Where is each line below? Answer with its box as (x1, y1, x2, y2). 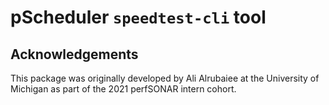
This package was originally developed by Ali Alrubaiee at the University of (10, 72, 320, 84)
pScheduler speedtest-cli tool (10, 6, 267, 29)
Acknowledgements (10, 46, 139, 63)
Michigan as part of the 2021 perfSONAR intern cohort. (10, 83, 237, 95)
